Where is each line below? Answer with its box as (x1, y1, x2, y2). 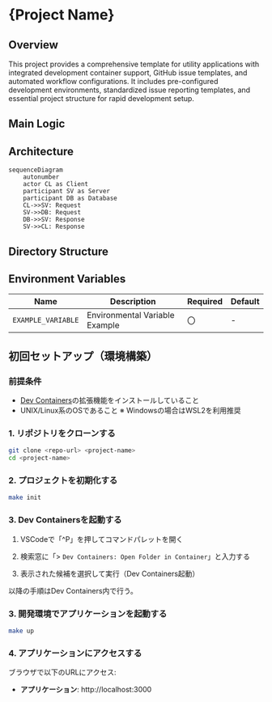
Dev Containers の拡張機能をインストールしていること (19, 395, 200, 405)
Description (109, 296, 156, 307)
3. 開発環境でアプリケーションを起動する (8, 608, 168, 620)
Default (230, 296, 260, 307)
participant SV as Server (23, 188, 111, 196)
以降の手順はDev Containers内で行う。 (8, 586, 138, 595)
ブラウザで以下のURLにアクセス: (8, 667, 117, 677)
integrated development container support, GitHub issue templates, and (8, 68, 248, 78)
